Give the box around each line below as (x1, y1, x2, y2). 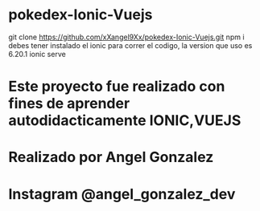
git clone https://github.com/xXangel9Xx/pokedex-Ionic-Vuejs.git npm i (8, 32, 245, 42)
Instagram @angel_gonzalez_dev (8, 185, 236, 203)
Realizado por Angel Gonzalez (8, 148, 214, 166)
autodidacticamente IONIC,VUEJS (8, 112, 241, 130)
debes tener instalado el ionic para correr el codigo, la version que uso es (8, 40, 253, 50)
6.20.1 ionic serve (8, 49, 66, 59)
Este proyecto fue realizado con (8, 78, 225, 95)
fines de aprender (8, 95, 130, 113)
